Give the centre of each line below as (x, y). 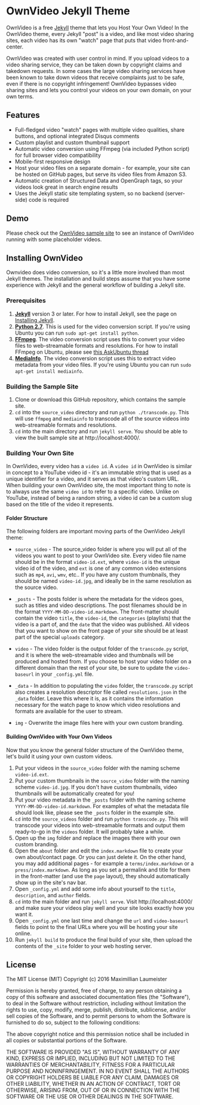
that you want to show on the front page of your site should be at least (101, 631)
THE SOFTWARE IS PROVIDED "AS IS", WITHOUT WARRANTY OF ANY (93, 1052)
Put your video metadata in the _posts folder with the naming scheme (100, 800)
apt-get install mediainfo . (49, 371)
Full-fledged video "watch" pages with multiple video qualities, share (100, 129)
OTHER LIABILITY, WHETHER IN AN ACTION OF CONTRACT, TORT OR (93, 1084)
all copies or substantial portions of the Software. (67, 1040)
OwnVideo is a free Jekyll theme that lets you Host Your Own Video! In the (98, 28)
